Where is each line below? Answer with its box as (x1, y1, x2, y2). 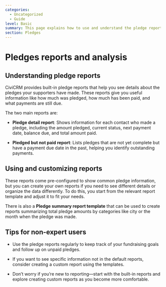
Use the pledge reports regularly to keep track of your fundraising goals (12, 241, 159, 247)
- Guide (9, 16, 26, 21)
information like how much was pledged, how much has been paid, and (5, 95, 150, 101)
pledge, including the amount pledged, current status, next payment (12, 125, 151, 130)
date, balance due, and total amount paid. (12, 130, 97, 136)
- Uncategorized (9, 12, 43, 17)
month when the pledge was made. (5, 214, 77, 220)
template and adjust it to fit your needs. (5, 193, 85, 199)
